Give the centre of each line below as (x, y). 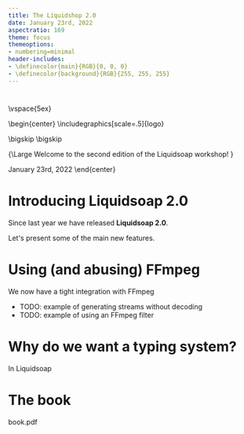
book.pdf (23, 421)
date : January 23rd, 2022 (50, 23)
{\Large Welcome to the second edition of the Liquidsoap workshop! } (121, 154)
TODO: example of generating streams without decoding (111, 306)
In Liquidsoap (30, 368)
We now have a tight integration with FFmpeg (81, 291)
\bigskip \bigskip (35, 139)
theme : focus (29, 37)
